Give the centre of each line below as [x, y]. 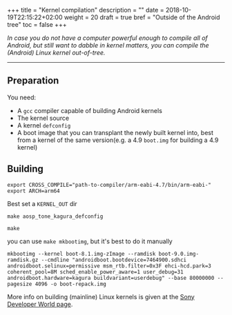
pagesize [20, 284]
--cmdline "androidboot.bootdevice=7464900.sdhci [114, 260]
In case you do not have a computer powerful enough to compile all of [108, 38]
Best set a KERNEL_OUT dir [42, 203]
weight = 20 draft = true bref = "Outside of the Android [142, 17]
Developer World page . [40, 304]
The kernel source [43, 118]
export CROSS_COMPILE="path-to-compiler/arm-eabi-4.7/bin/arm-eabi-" [109, 185]
